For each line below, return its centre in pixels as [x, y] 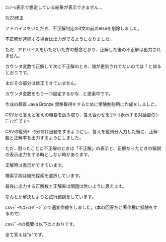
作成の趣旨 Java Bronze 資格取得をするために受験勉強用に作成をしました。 [82, 104]
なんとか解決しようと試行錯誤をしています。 [51, 197]
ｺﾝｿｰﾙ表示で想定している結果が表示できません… [54, 7]
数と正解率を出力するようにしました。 [44, 138]
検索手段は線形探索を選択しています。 [44, 176]
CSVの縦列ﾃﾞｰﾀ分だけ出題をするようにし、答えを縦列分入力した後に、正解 [82, 131]
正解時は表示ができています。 [36, 165]
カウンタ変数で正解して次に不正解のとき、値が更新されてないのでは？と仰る [83, 66]
